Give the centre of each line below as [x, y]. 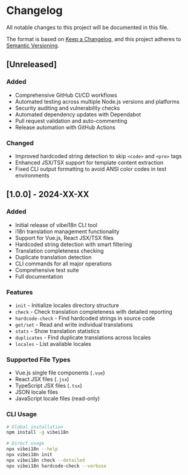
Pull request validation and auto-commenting [71, 121]
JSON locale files [37, 392]
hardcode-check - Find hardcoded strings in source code [85, 318]
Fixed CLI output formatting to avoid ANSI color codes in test [91, 169]
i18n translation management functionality [67, 231]
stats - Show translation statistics [57, 331]
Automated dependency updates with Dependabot [78, 114]
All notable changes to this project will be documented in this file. [88, 27]
